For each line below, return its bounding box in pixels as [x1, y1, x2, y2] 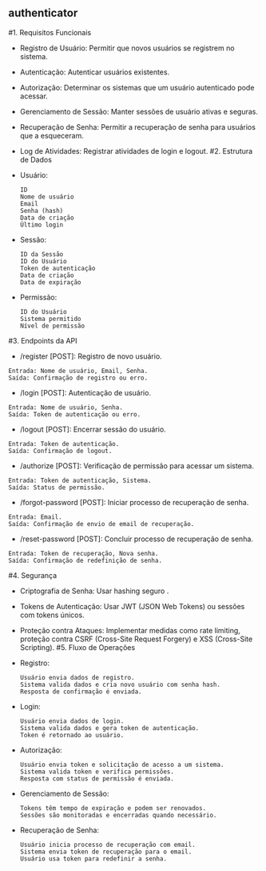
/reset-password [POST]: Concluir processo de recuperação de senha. [19, 534, 254, 544]
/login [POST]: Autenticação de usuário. [19, 387, 152, 397]
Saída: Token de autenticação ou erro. [8, 410, 141, 419]
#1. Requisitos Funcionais [8, 27, 92, 37]
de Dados [19, 155, 52, 164]
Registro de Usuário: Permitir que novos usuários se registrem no [19, 43, 235, 53]
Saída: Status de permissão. [8, 484, 105, 492]
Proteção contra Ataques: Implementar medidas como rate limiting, [19, 625, 241, 635]
